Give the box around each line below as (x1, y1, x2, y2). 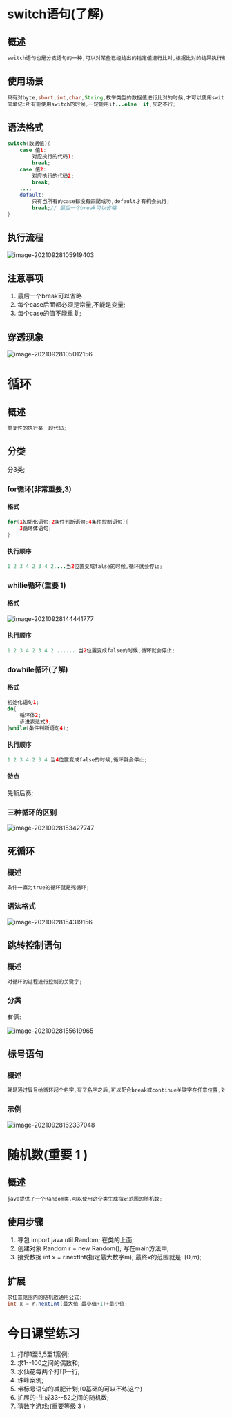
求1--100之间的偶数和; (17, 1358, 80, 1367)
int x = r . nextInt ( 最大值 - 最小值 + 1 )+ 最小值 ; (7, 1300, 128, 1307)
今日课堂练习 (7, 1326, 81, 1341)
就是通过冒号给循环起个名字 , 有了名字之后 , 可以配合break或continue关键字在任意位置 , (7, 1087, 222, 1094)
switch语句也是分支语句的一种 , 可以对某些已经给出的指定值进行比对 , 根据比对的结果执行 (7, 55, 222, 61)
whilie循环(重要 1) (7, 580, 66, 590)
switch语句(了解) (7, 6, 105, 22)
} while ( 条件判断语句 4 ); (7, 725, 69, 732)
